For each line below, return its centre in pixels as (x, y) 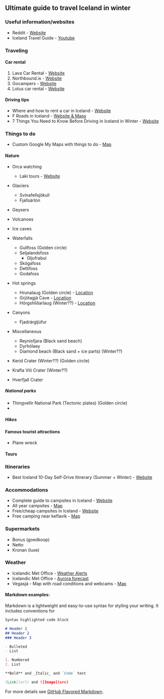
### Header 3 (18, 638)
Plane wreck (25, 443)
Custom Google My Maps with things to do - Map (62, 144)
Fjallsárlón (30, 200)
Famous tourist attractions (32, 432)
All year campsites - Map (37, 506)
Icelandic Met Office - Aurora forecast (50, 578)
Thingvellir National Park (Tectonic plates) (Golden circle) (70, 403)
